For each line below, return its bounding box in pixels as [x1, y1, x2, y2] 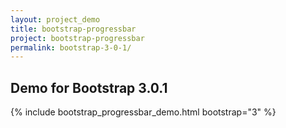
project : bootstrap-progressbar [10, 33, 145, 43]
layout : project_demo [10, 14, 101, 25]
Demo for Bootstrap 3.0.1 [10, 79, 168, 96]
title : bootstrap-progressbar [10, 24, 137, 34]
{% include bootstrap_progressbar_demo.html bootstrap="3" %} [10, 106, 277, 118]
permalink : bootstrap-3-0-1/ [10, 42, 132, 53]
